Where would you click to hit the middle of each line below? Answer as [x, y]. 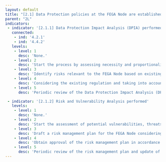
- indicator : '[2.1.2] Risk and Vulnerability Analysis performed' [78, 101]
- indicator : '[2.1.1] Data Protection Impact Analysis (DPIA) [74, 28]
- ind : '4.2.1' [30, 38]
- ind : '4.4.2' [30, 42]
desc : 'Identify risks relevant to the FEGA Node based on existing [90, 74]
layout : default [22, 10]
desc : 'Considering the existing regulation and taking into [83, 83]
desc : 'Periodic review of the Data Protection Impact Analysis [86, 92]
